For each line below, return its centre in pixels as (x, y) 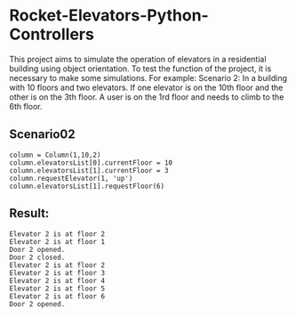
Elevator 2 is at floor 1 (57, 241)
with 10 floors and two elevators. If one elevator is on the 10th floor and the (146, 87)
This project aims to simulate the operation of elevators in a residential (138, 59)
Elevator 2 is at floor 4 (57, 280)
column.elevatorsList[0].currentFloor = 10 (91, 163)
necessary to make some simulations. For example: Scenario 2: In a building (148, 77)
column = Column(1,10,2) (55, 155)
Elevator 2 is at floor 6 (57, 296)
